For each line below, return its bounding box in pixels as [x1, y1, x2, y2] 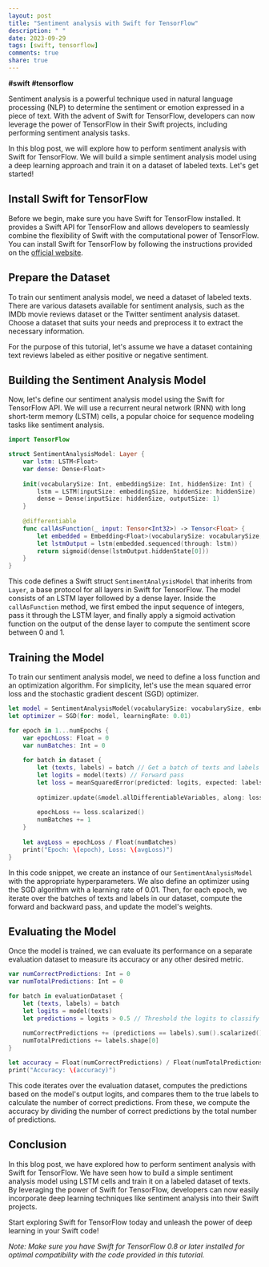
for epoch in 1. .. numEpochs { [8, 726, 110, 734]
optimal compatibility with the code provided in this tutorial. [8, 1249, 205, 1259]
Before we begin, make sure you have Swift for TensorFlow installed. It [8, 213, 241, 223]
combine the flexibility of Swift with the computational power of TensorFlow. [8, 230, 259, 240]
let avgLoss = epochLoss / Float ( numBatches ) [22, 838, 178, 846]
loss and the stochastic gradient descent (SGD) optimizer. [8, 689, 199, 698]
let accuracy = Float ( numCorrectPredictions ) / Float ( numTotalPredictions [8, 1059, 263, 1067]
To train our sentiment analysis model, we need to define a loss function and [8, 672, 260, 681]
